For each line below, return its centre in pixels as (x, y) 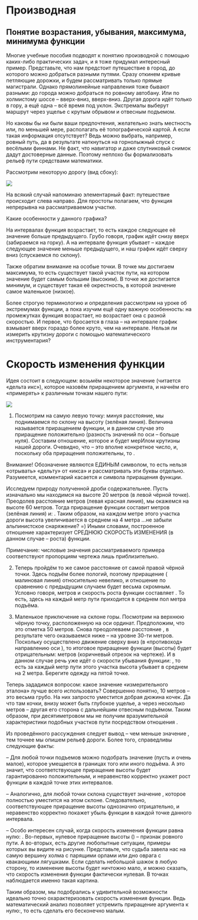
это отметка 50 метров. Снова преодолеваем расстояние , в (92, 629)
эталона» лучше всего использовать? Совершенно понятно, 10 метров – (98, 691)
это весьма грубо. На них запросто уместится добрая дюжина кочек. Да (98, 697)
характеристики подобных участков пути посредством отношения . (92, 722)
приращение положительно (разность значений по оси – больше (97, 434)
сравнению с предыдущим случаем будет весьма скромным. (93, 586)
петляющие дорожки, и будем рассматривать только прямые (84, 80)
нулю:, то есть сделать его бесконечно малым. (66, 911)
